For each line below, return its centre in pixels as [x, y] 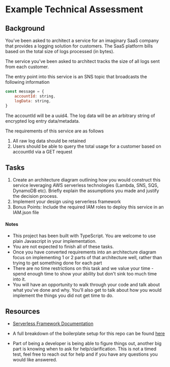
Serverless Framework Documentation [53, 324]
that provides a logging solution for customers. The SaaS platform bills [79, 46]
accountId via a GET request [42, 151]
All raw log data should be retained [49, 141]
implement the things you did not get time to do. [63, 295]
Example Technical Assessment [74, 9]
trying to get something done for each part [57, 263]
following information [27, 82]
